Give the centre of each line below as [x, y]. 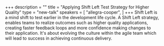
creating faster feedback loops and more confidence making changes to [78, 28]
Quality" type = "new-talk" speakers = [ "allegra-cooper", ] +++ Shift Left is [81, 12]
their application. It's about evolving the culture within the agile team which [81, 33]
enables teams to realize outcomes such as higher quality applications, [77, 23]
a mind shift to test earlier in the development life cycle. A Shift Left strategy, [82, 17]
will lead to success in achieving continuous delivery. [59, 38]
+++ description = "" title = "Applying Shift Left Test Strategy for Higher [77, 7]
